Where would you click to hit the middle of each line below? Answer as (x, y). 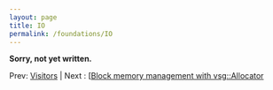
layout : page (33, 17)
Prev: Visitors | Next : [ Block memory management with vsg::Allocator (136, 76)
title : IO (27, 26)
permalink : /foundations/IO (61, 34)
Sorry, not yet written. (51, 59)
